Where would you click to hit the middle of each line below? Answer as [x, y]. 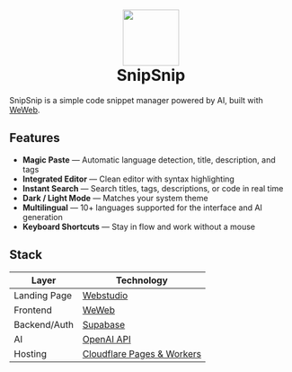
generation [42, 217]
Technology [142, 280]
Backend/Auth [44, 324]
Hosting [31, 353]
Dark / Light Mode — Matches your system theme [115, 198]
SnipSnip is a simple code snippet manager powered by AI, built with [136, 100]
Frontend [33, 310]
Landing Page [43, 295]
